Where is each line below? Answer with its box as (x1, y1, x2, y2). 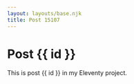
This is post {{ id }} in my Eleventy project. (7, 69, 128, 77)
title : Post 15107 (7, 17, 60, 23)
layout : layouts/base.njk (7, 10, 82, 17)
